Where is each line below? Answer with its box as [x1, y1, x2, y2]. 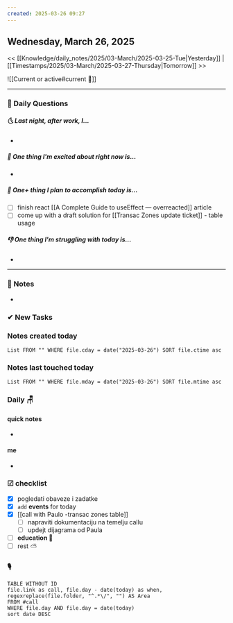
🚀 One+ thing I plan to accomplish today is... [7, 185, 138, 194]
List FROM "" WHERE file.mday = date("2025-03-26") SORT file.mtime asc [7, 379, 222, 386]
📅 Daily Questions [7, 99, 69, 108]
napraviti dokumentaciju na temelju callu [27, 518, 144, 526]
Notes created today [7, 331, 78, 341]
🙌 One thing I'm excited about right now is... [7, 152, 137, 160]
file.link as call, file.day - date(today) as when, [7, 587, 163, 594]
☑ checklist [7, 479, 47, 488]
